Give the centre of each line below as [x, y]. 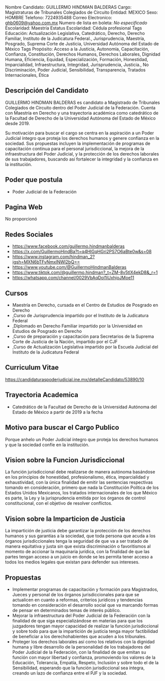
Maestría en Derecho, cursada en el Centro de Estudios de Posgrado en [85, 305]
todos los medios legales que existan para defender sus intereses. [72, 562]
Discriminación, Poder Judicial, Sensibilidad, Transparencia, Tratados [75, 70]
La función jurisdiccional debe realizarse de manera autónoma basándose [80, 472]
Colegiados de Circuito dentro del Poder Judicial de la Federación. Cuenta [81, 107]
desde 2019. [18, 123]
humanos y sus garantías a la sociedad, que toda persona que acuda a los [81, 536]
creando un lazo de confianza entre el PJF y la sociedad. [70, 673]
